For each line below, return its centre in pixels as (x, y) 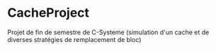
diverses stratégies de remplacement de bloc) (74, 39)
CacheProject (49, 13)
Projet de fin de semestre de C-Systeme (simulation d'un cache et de (108, 32)
